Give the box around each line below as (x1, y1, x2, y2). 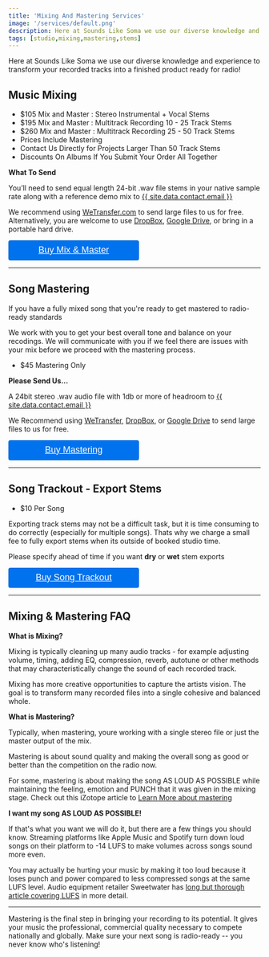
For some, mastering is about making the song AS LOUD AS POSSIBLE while (8, 775, 260, 785)
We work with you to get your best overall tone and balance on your (8, 327, 232, 337)
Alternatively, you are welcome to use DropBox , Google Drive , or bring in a (8, 216, 254, 226)
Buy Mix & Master (38, 244, 110, 256)
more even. (8, 849, 46, 859)
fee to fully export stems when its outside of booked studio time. (8, 536, 221, 546)
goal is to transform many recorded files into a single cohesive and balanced (8, 688, 261, 697)
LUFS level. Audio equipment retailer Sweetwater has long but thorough (8, 881, 245, 892)
